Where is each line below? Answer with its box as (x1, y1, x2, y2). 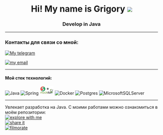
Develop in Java (62, 21, 101, 28)
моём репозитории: (5, 109, 46, 115)
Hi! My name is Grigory (31, 3, 125, 15)
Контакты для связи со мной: (5, 39, 79, 46)
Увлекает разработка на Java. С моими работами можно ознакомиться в (5, 104, 158, 110)
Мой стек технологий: (5, 75, 52, 81)
